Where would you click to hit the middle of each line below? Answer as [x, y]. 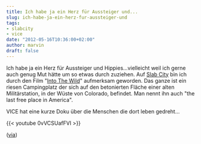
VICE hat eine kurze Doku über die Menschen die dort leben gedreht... [93, 111]
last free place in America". [40, 100]
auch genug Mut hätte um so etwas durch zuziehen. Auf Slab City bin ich [97, 74]
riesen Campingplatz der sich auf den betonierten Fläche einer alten [91, 87]
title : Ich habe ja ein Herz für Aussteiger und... [72, 12]
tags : [13, 23]
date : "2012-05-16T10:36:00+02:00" [51, 40]
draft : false [22, 51]
